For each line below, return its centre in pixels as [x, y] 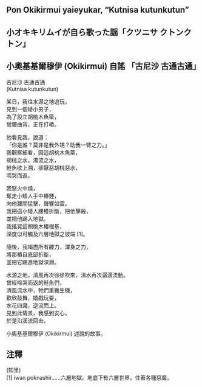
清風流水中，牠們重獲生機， [41, 290]
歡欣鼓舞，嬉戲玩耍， [33, 298]
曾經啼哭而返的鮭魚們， [35, 282]
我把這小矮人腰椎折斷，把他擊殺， [49, 211]
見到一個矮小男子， [30, 109]
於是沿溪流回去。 [28, 320]
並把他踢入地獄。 [28, 218]
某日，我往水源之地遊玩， [38, 101]
